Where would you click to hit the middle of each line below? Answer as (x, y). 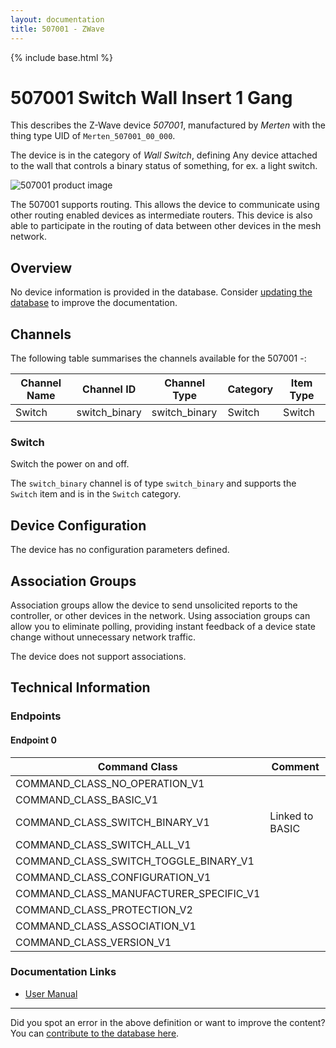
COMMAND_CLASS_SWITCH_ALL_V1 (103, 844)
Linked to (291, 816)
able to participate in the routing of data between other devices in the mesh (166, 226)
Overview (41, 267)
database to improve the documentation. (94, 303)
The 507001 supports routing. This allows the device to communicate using (165, 205)
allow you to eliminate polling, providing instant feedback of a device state (163, 626)
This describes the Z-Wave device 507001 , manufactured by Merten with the (168, 125)
